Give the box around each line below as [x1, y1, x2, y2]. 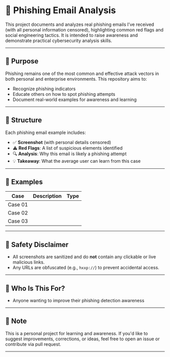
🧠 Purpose [5, 57, 39, 65]
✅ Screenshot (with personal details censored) [12, 139, 111, 145]
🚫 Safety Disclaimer [5, 240, 69, 249]
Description [32, 193, 62, 200]
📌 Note [5, 317, 27, 326]
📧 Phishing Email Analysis [5, 5, 116, 16]
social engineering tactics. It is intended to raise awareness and [5, 32, 138, 38]
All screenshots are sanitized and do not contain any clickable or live [12, 254, 156, 260]
